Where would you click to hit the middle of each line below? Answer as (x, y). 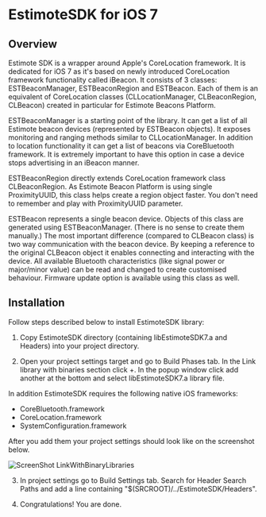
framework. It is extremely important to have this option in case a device (126, 154)
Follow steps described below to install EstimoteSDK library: (106, 322)
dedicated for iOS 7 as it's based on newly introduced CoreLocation (119, 71)
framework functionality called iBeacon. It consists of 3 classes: (113, 80)
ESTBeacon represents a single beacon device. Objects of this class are (126, 219)
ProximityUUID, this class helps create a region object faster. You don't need (133, 195)
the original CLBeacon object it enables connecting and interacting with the (131, 253)
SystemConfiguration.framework (73, 426)
